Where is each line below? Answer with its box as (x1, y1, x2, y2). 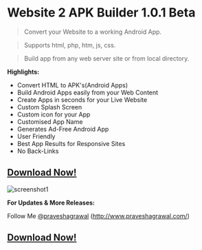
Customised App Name (16, 117, 83, 125)
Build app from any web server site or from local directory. (23, 54, 190, 63)
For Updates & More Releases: (7, 198, 95, 207)
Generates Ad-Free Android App (16, 125, 109, 133)
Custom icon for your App (16, 110, 91, 118)
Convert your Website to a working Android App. (23, 28, 162, 36)
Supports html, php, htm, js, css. (23, 41, 116, 49)
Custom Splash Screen (16, 103, 82, 111)
